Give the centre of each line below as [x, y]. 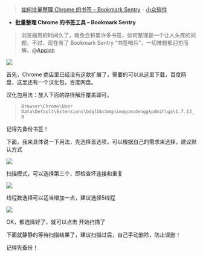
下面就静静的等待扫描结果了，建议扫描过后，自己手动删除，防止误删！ [94, 235]
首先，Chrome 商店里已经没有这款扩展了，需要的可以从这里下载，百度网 [96, 74]
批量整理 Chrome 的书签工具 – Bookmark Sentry [75, 22]
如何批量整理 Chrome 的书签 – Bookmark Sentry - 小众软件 [94, 9]
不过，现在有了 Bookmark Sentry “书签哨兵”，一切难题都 [102, 43]
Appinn [46, 50]
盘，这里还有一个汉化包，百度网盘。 [51, 82]
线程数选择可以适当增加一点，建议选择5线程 [61, 198]
